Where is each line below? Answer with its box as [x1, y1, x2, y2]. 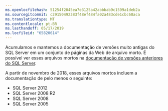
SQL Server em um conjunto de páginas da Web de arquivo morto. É [5, 49, 146, 55]
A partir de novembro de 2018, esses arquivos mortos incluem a [5, 70, 137, 75]
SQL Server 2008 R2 [12, 90, 56, 96]
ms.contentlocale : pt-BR [5, 21, 57, 26]
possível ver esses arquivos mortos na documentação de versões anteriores [5, 55, 163, 60]
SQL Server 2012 [12, 85, 48, 90]
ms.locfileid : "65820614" [5, 30, 59, 35]
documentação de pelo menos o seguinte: [5, 75, 93, 81]
